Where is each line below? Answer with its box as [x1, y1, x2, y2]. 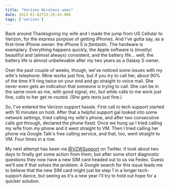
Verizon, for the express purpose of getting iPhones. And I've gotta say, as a [5, 36, 164, 42]
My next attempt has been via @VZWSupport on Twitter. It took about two [5, 146, 159, 152]
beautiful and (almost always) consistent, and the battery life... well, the [5, 52, 154, 58]
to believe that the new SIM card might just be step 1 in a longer [5, 167, 137, 173]
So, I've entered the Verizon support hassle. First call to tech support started [5, 104, 164, 110]
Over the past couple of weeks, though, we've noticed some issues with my [5, 67, 163, 73]
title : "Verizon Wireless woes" [5, 7, 73, 13]
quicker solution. [5, 178, 40, 184]
